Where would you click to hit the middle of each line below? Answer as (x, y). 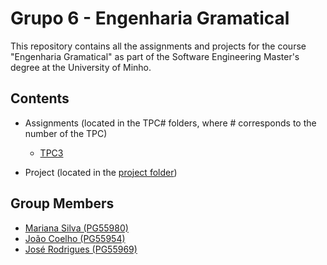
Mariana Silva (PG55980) (76, 228)
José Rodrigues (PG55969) (81, 249)
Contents (40, 98)
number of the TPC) (66, 133)
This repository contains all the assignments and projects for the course (158, 46)
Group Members (62, 203)
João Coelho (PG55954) (75, 238)
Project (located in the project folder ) (101, 172)
